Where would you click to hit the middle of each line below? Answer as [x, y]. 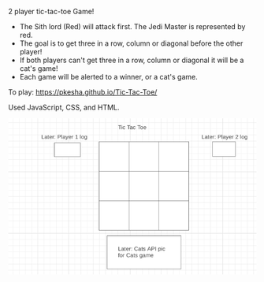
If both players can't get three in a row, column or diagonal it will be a [132, 60]
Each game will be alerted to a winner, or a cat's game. [109, 77]
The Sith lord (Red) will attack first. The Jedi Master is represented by [132, 26]
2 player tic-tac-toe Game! [51, 11]
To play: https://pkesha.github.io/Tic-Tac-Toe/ [83, 92]
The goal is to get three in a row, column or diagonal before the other [131, 43]
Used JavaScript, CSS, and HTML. [64, 107]
